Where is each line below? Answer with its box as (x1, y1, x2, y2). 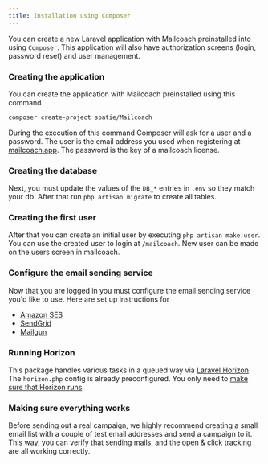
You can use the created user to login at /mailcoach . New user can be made (8, 239, 259, 248)
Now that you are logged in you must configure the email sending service (8, 285, 251, 295)
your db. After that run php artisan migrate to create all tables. (8, 192, 217, 202)
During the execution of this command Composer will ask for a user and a (8, 128, 252, 138)
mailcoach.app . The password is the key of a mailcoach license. (8, 145, 220, 154)
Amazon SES (19, 310, 63, 319)
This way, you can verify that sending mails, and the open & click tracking (8, 437, 252, 447)
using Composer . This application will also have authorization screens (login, (8, 42, 257, 52)
